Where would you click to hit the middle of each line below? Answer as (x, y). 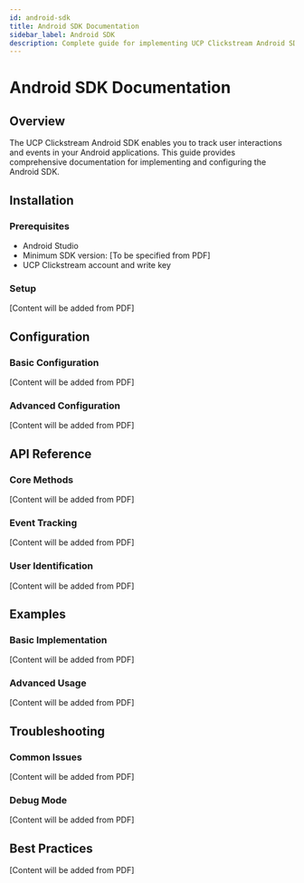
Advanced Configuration (65, 406)
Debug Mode (38, 801)
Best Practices (51, 848)
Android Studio (50, 245)
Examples (38, 614)
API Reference (51, 454)
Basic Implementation (58, 639)
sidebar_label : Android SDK (62, 34)
